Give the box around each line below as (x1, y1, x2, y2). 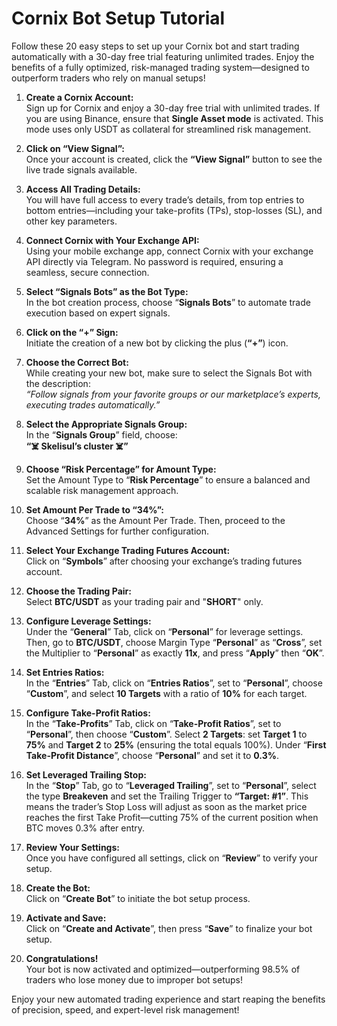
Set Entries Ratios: (25, 666, 105, 678)
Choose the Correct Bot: (25, 356, 129, 368)
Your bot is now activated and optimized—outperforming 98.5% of (25, 963, 301, 975)
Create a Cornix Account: (25, 91, 134, 103)
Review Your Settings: (25, 841, 120, 853)
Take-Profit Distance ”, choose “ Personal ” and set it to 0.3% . (25, 749, 279, 761)
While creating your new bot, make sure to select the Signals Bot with (25, 367, 313, 379)
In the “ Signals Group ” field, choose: (25, 428, 178, 441)
